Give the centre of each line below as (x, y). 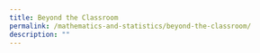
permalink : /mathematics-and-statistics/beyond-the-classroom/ (130, 26)
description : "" (40, 34)
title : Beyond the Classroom (64, 18)
